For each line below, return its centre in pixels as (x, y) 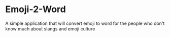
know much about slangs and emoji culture (50, 28)
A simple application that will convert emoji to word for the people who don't (85, 23)
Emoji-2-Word (36, 9)
